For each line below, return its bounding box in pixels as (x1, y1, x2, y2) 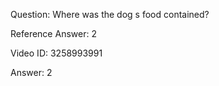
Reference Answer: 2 (10, 28, 97, 39)
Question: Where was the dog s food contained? (10, 9, 210, 20)
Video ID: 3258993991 (10, 47, 103, 59)
